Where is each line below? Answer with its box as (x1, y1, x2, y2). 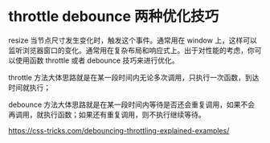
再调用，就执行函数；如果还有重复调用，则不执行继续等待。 (8, 109, 206, 119)
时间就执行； (8, 82, 51, 92)
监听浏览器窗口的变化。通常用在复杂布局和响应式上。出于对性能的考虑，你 (8, 45, 255, 55)
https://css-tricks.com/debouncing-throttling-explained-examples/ (8, 125, 230, 135)
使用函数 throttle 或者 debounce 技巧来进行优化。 (14, 55, 179, 65)
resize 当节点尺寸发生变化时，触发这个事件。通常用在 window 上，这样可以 (8, 35, 257, 45)
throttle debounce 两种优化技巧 (8, 7, 219, 26)
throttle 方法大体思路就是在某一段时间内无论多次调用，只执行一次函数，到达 (8, 72, 260, 82)
